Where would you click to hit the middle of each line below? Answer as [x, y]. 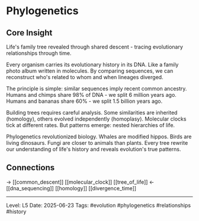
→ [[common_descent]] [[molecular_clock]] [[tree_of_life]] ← [80, 182]
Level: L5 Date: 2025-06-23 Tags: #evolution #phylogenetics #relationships [99, 205]
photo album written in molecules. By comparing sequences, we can [90, 71]
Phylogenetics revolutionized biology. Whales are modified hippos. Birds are [99, 136]
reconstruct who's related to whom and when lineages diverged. [85, 77]
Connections [31, 168]
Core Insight [29, 33]
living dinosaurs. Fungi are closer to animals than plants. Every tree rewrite [97, 143]
